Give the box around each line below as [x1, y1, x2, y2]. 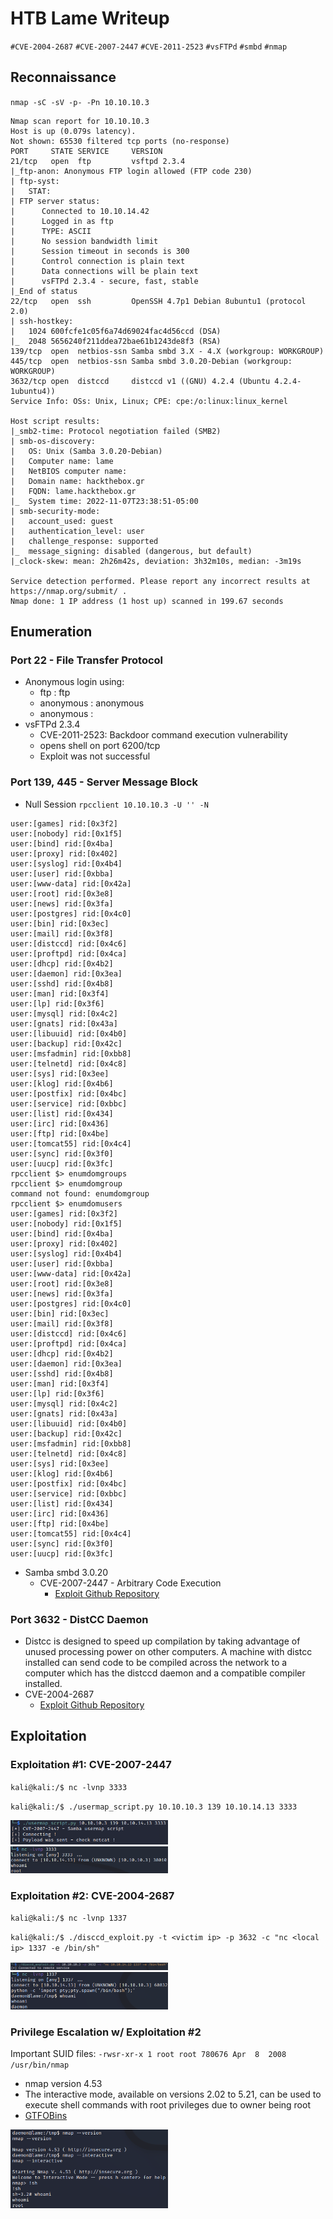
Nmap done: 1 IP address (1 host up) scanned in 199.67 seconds [10, 596, 284, 606]
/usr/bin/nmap [10, 2060, 70, 2071]
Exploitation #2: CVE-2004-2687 [10, 1888, 175, 1902]
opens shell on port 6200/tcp [39, 740, 161, 752]
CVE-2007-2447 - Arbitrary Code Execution [39, 1577, 222, 1589]
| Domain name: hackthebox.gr [10, 476, 145, 486]
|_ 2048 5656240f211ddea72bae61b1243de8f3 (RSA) [10, 336, 222, 346]
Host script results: [10, 416, 101, 426]
